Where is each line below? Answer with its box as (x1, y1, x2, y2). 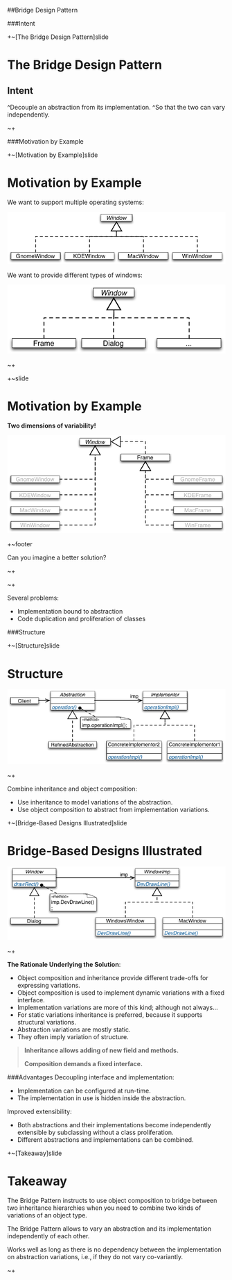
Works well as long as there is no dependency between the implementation (7, 1245, 222, 1254)
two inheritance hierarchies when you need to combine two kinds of (7, 1204, 202, 1212)
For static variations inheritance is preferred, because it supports (17, 1010, 203, 1019)
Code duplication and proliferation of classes (17, 614, 146, 623)
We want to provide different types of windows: (7, 271, 143, 279)
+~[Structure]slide (7, 641, 60, 650)
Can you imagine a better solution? (7, 553, 107, 562)
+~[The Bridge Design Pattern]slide (7, 33, 109, 41)
